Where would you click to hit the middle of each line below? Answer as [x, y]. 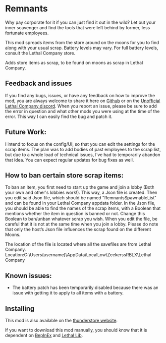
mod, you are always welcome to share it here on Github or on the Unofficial [83, 101]
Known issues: [28, 276]
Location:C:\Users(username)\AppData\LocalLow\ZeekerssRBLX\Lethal [78, 255]
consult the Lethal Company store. [40, 53]
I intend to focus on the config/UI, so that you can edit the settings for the [80, 144]
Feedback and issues [39, 84]
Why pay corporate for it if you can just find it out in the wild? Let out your [81, 22]
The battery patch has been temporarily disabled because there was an [85, 287]
